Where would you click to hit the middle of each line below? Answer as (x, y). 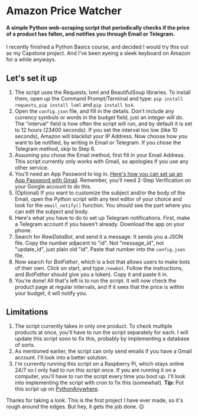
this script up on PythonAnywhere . (57, 389)
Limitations (27, 312)
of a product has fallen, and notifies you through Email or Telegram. (91, 34)
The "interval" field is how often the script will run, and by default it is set (103, 124)
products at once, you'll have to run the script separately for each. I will (101, 333)
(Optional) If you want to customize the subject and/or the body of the (100, 193)
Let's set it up (32, 78)
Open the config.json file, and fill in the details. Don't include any (94, 111)
